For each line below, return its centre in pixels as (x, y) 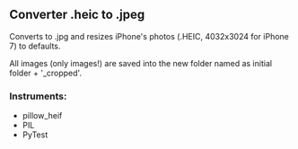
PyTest (35, 135)
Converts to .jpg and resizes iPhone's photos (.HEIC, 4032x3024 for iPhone (149, 36)
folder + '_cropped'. (46, 73)
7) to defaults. (35, 46)
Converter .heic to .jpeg (77, 15)
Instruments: (38, 96)
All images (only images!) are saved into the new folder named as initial (140, 63)
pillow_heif (42, 116)
